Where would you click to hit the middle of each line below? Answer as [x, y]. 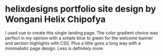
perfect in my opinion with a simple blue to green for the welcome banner [79, 38]
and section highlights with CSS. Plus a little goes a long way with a [73, 43]
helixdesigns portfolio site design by [81, 9]
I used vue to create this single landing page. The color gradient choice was [81, 33]
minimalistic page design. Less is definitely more [54, 48]
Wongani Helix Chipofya [56, 19]
